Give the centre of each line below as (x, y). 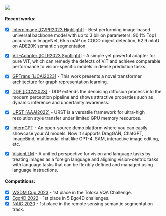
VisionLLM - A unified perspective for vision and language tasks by (81, 153)
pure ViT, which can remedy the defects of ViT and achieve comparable (86, 61)
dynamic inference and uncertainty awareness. (61, 103)
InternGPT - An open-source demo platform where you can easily (80, 128)
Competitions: (20, 181)
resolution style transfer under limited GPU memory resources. (77, 118)
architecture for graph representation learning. (60, 82)
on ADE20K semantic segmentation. (50, 46)
